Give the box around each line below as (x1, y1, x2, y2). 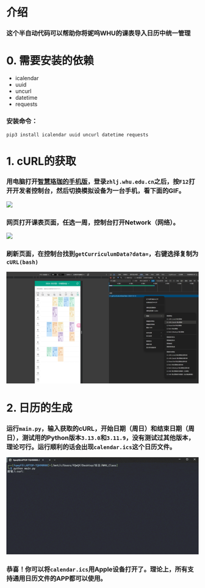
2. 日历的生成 (6, 401, 73, 415)
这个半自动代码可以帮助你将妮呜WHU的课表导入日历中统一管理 (6, 29, 191, 37)
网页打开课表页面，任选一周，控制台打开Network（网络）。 (6, 218, 180, 226)
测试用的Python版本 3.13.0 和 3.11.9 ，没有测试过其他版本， (21, 433, 195, 442)
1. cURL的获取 (6, 154, 76, 168)
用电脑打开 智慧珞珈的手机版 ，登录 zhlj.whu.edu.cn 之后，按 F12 (6, 177, 189, 186)
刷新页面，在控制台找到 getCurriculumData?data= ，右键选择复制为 (6, 250, 199, 258)
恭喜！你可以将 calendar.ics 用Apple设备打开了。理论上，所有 (6, 565, 188, 573)
